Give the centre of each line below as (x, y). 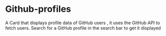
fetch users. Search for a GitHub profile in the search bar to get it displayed (83, 28)
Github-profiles (38, 9)
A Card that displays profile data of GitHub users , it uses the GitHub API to (82, 23)
